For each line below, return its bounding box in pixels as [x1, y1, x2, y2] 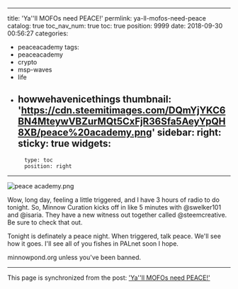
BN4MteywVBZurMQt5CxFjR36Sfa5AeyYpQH [17, 115, 226, 127]
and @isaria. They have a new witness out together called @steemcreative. [7, 210, 227, 219]
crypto [17, 58, 38, 66]
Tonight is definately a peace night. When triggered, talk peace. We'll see [7, 232, 222, 240]
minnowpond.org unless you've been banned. [7, 253, 142, 261]
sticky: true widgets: [17, 137, 111, 149]
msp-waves [17, 65, 52, 74]
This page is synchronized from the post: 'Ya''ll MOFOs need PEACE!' [7, 273, 210, 282]
